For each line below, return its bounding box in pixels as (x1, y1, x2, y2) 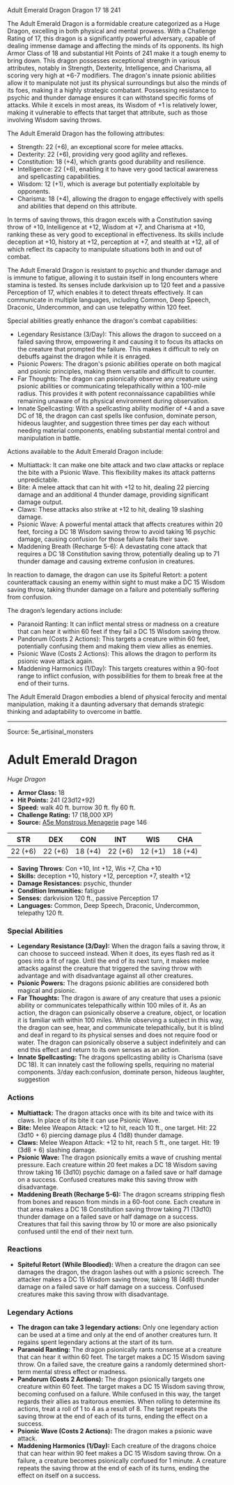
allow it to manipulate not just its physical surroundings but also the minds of (7, 79, 227, 86)
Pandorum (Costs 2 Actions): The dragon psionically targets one (17, 1375, 205, 1383)
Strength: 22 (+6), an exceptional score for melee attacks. (17, 143, 184, 151)
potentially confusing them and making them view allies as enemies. (17, 642, 214, 650)
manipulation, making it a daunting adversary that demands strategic (7, 700, 204, 708)
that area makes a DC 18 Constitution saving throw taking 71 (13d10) (17, 1205, 212, 1213)
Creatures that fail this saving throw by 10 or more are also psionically (17, 1219, 217, 1228)
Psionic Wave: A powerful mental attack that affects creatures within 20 (17, 520, 223, 528)
